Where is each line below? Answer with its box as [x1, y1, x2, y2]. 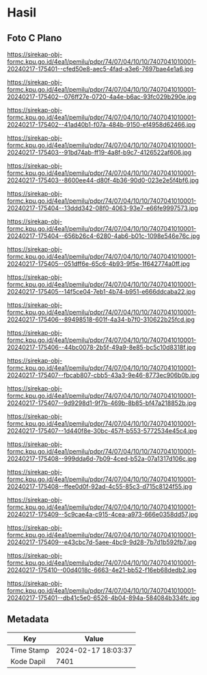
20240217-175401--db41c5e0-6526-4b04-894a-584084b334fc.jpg [7, 594, 199, 602]
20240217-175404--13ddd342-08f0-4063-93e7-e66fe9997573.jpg [7, 204, 198, 212]
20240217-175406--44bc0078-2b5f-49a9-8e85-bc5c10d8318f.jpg [7, 343, 196, 351]
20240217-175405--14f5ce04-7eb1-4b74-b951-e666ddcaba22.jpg [7, 288, 196, 295]
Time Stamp [10, 646, 50, 655]
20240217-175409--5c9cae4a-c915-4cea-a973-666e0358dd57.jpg [7, 511, 198, 518]
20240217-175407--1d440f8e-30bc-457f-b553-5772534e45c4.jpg [7, 427, 197, 434]
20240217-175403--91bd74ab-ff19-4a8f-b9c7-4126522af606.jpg [7, 149, 192, 156]
